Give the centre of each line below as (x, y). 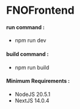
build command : (27, 54)
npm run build (32, 67)
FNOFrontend (40, 10)
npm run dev (30, 41)
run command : (25, 27)
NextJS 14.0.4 (32, 100)
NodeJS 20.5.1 (33, 94)
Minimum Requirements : (38, 81)
